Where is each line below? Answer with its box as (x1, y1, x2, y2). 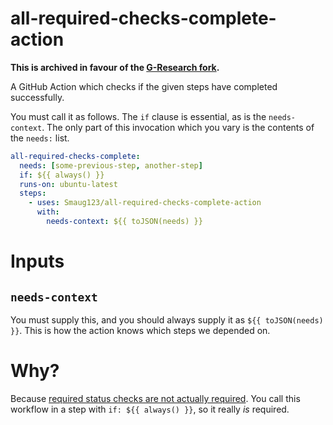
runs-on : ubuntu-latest (19, 179, 118, 189)
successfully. (10, 91, 65, 103)
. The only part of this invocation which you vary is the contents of (41, 121, 315, 133)
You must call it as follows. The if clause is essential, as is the (10, 110, 267, 122)
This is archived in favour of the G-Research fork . (10, 61, 220, 73)
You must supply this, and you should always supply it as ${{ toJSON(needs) (10, 313, 324, 326)
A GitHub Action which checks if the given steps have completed (10, 80, 278, 92)
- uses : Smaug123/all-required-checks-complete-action (28, 198, 262, 208)
